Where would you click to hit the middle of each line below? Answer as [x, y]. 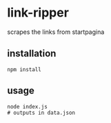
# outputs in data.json [41, 113]
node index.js [28, 106]
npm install [24, 69]
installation [32, 54]
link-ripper [38, 13]
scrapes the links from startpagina [56, 32]
